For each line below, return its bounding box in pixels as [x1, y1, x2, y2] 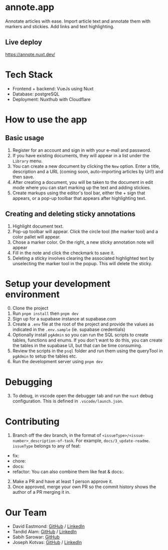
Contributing [5, 416, 60, 427]
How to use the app [5, 114, 87, 125]
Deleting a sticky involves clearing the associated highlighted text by [12, 255, 154, 261]
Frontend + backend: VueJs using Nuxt [12, 85, 94, 91]
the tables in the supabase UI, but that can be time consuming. [12, 343, 142, 349]
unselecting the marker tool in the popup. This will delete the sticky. [12, 260, 152, 266]
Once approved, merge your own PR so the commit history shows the [12, 484, 156, 490]
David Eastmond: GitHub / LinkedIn [12, 523, 85, 529]
